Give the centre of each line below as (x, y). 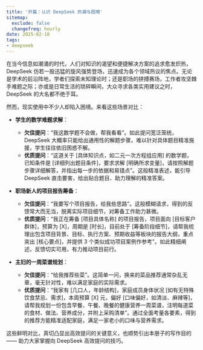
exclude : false (31, 23)
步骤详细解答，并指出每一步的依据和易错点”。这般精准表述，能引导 (107, 170)
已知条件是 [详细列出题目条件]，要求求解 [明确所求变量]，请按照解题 (109, 163)
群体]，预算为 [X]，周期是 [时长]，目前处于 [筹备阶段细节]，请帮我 (106, 226)
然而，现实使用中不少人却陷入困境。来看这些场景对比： (75, 107)
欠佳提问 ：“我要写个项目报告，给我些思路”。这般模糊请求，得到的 (106, 203)
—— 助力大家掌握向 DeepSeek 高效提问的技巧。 (66, 340)
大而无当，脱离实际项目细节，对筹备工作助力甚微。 (98, 211)
